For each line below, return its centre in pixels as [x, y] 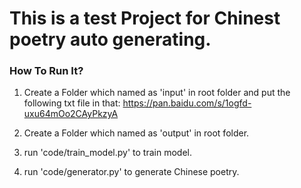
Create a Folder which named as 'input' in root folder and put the [157, 93]
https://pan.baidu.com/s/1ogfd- [187, 103]
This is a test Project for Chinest [145, 18]
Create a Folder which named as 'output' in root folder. [136, 133]
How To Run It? [46, 71]
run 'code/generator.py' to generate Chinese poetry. [131, 172]
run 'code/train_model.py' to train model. [107, 153]
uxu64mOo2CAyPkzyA [71, 114]
